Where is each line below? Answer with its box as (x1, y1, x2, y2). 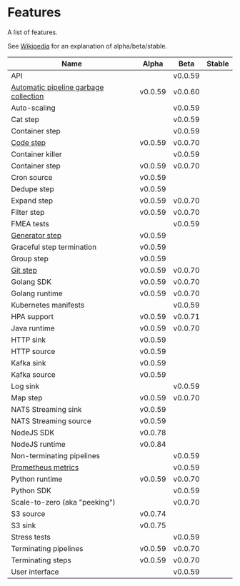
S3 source (11, 508, 46, 518)
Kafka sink (11, 358, 46, 368)
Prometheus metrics (11, 462, 79, 472)
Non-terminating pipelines (11, 450, 100, 460)
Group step (11, 253, 49, 263)
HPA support (11, 311, 54, 321)
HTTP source (11, 346, 56, 356)
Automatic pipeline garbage (11, 82, 104, 92)
